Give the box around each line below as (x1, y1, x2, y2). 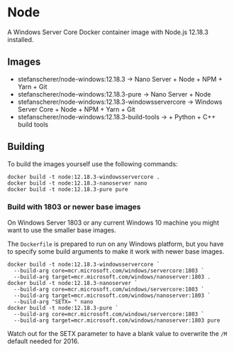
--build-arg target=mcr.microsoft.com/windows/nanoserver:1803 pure (13, 317, 221, 324)
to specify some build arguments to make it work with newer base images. (7, 247, 225, 256)
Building (7, 141, 45, 153)
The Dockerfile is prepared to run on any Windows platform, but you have (7, 239, 224, 248)
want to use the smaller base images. (7, 225, 117, 234)
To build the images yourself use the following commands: (7, 159, 179, 168)
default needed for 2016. (7, 337, 79, 345)
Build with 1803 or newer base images (7, 202, 141, 212)
